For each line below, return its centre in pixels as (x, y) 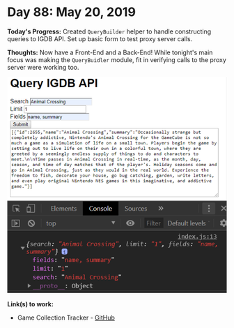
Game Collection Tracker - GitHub (66, 318)
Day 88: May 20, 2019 (71, 12)
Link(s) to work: (31, 304)
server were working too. (43, 67)
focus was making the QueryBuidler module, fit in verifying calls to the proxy (117, 59)
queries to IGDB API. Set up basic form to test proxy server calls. (100, 38)
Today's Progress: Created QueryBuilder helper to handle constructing (109, 31)
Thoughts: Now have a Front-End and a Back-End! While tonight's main (110, 52)
